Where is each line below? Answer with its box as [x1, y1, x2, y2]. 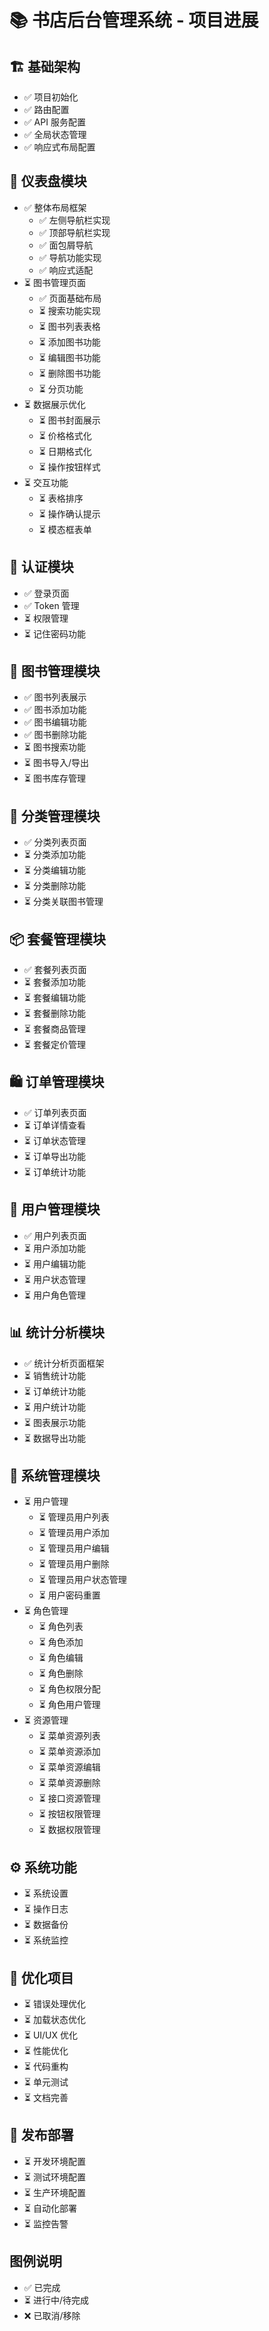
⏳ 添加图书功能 [38, 336, 101, 348]
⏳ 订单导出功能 [23, 1150, 86, 1162]
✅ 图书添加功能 [23, 704, 87, 716]
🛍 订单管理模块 [9, 1074, 105, 1091]
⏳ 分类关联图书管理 [23, 896, 104, 908]
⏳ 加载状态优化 [23, 2013, 86, 2025]
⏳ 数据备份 [23, 1919, 69, 1931]
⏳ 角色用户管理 [38, 1699, 101, 1711]
